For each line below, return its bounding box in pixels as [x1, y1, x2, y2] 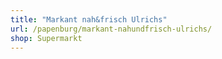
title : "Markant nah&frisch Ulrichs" [10, 14, 168, 25]
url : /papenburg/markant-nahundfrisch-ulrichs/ [10, 24, 213, 34]
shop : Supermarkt [10, 33, 83, 43]
